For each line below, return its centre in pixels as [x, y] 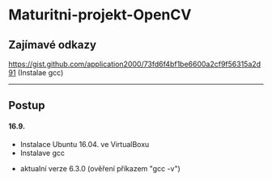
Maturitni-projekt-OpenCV [100, 15]
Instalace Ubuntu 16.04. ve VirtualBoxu [85, 144]
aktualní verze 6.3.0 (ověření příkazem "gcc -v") [100, 168]
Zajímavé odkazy [53, 45]
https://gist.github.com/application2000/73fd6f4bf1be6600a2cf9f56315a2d [135, 64]
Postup [27, 105]
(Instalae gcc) [40, 73]
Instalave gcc [42, 153]
